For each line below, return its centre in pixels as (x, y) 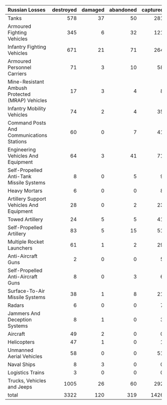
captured (153, 10)
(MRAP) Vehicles (27, 100)
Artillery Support (27, 199)
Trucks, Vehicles (27, 381)
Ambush (17, 88)
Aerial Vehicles (25, 356)
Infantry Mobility (27, 108)
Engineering (22, 150)
